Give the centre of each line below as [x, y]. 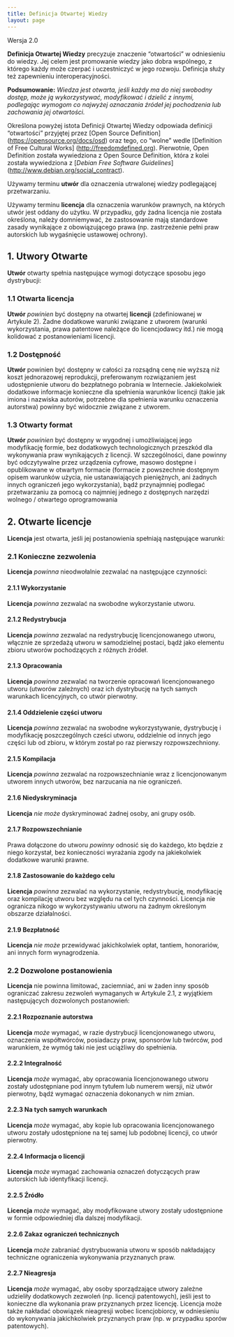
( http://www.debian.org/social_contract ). [66, 170]
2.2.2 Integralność [35, 1063]
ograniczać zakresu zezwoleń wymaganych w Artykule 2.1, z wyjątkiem [110, 993]
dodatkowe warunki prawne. [48, 859]
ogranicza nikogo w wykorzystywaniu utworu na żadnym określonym [107, 906]
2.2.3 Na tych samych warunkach [57, 1110]
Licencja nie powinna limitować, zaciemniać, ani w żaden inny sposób [108, 986]
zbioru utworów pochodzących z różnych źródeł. [78, 650]
